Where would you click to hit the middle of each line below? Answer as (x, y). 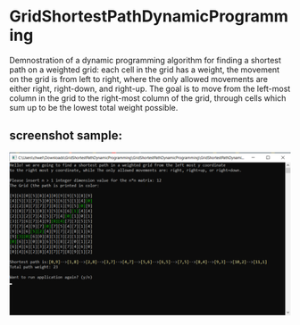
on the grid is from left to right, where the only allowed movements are (139, 79)
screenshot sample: (66, 136)
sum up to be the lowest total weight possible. (94, 107)
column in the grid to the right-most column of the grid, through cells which (148, 98)
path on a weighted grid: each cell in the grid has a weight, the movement (144, 70)
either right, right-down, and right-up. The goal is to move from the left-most (150, 88)
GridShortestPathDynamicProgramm (149, 17)
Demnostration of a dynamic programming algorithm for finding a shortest (145, 60)
